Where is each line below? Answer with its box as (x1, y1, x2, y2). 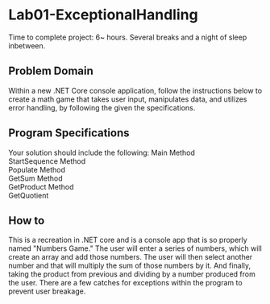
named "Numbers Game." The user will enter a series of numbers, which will (8, 244, 262, 253)
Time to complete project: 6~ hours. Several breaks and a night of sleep (8, 32, 247, 42)
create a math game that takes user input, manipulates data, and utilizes (8, 94, 247, 104)
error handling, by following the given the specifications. (8, 102, 196, 112)
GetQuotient (8, 190, 49, 200)
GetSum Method (8, 173, 63, 183)
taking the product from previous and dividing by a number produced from (8, 269, 255, 279)
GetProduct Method (8, 181, 74, 191)
